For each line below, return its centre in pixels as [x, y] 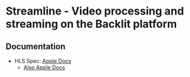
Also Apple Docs [44, 67]
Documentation [36, 46]
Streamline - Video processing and [95, 11]
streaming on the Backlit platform [91, 24]
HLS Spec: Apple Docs [43, 61]
